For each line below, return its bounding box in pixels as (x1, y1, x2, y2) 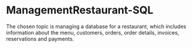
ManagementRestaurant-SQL (6, 4, 154, 17)
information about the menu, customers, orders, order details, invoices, (6, 29, 180, 36)
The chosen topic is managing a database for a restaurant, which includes (6, 23, 187, 30)
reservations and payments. (6, 35, 74, 42)
